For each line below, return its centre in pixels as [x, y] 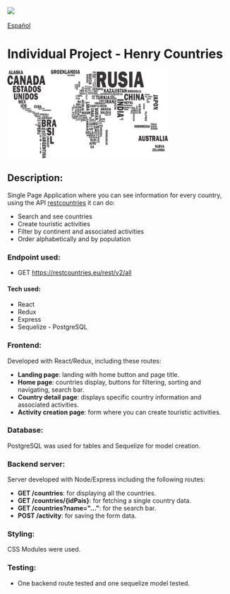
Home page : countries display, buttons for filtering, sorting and [109, 382]
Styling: [21, 534]
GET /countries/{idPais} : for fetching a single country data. [104, 501]
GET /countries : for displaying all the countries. [87, 493]
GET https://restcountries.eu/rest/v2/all [74, 273]
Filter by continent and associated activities [81, 231]
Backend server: [36, 464]
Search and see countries [55, 216]
